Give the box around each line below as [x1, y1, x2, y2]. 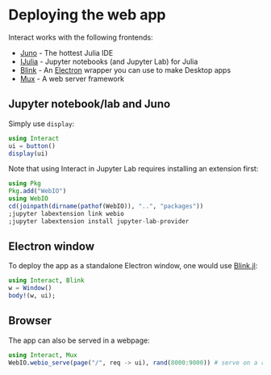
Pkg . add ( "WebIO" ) [8, 187, 67, 196]
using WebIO [8, 195, 48, 203]
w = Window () [8, 284, 52, 293]
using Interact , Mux [8, 351, 78, 359]
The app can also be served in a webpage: [8, 335, 151, 345]
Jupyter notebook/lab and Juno [8, 97, 171, 111]
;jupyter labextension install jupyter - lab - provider [8, 217, 190, 225]
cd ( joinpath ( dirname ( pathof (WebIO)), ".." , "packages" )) [8, 202, 204, 210]
